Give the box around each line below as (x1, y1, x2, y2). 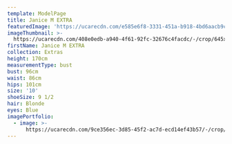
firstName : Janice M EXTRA (7, 42, 85, 49)
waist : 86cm (7, 74, 41, 82)
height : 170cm (7, 55, 48, 62)
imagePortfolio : (7, 113, 54, 120)
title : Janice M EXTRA (7, 17, 72, 24)
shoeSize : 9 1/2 (7, 94, 54, 101)
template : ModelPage (7, 10, 67, 17)
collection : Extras (7, 49, 64, 56)
